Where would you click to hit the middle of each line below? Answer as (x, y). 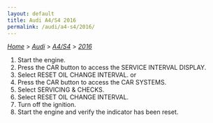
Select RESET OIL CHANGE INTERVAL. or (77, 75)
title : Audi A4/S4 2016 (42, 20)
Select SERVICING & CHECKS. (61, 90)
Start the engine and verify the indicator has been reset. (98, 112)
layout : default (31, 14)
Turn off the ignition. (47, 105)
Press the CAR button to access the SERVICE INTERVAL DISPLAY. (112, 68)
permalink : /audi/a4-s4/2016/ (51, 27)
